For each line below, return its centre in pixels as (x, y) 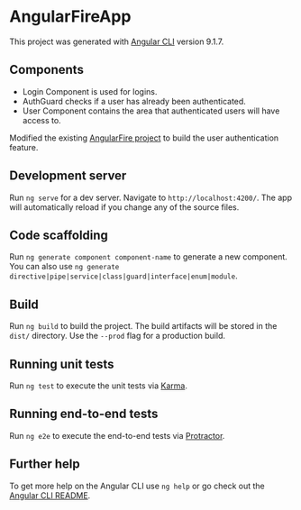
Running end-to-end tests (84, 414)
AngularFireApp (70, 17)
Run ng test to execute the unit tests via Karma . (98, 386)
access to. (41, 120)
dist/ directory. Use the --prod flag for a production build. (117, 336)
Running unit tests (62, 364)
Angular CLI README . (50, 495)
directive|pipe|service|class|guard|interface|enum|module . (123, 276)
